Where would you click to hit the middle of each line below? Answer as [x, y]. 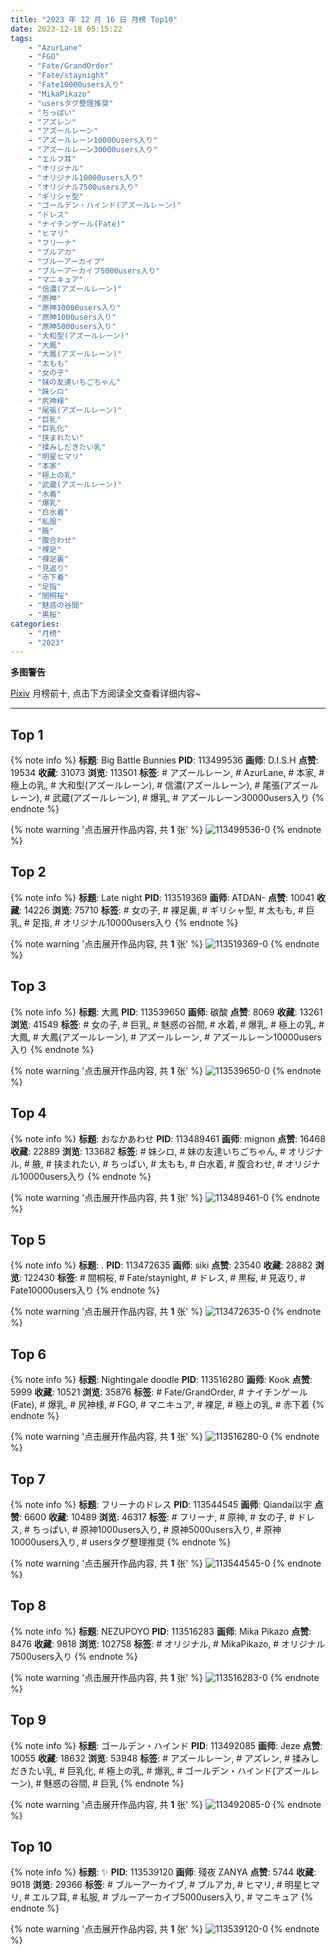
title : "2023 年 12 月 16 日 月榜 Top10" [94, 19]
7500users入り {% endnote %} [74, 1656]
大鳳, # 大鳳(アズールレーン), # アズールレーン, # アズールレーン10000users [166, 1037]
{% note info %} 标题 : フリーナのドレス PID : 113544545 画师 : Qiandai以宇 [161, 1504]
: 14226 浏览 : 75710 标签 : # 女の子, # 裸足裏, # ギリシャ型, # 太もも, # [161, 910]
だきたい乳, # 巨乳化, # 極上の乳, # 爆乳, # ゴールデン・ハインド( [143, 1770]
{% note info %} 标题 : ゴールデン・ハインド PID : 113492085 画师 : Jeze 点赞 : [166, 1745]
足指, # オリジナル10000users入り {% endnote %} [135, 922]
